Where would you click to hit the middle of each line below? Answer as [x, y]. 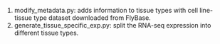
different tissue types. [46, 33]
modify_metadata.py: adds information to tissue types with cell [106, 10]
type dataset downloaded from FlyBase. [92, 18]
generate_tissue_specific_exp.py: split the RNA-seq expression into [112, 25]
